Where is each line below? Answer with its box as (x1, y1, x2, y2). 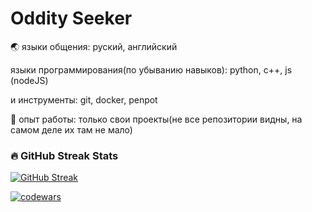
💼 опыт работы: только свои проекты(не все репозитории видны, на (10, 113, 303, 125)
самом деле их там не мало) (10, 123, 133, 136)
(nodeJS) (10, 74, 49, 86)
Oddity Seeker (10, 7, 133, 30)
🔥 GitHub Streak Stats (10, 148, 119, 162)
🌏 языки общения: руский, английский (10, 40, 178, 52)
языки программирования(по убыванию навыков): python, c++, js (10, 63, 293, 76)
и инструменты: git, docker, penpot (10, 93, 158, 106)
